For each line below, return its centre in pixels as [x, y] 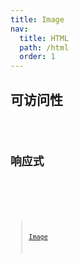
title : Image [37, 19]
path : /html [44, 47]
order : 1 [37, 57]
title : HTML [44, 38]
